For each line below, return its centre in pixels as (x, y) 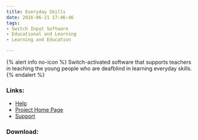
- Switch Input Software (37, 29)
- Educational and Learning (42, 34)
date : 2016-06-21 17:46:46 (40, 17)
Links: (15, 90)
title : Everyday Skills (36, 12)
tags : (13, 23)
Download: (23, 132)
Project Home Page (39, 110)
